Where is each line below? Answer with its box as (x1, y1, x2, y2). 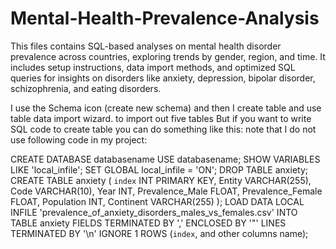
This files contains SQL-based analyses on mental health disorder (10, 40, 282, 52)
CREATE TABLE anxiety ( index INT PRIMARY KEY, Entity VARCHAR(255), (10, 174, 312, 186)
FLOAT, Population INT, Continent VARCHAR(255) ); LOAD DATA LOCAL (10, 195, 305, 207)
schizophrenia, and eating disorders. (10, 82, 162, 94)
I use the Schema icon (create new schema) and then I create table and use (10, 102, 322, 114)
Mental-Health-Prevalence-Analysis (10, 7, 320, 30)
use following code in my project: (10, 133, 148, 146)
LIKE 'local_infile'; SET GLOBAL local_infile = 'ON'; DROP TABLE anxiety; (10, 163, 308, 176)
